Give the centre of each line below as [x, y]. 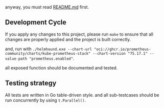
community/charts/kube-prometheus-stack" [48, 53]
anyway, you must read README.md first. [47, 7]
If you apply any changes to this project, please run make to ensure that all [79, 34]
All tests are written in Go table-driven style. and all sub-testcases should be [82, 95]
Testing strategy [31, 83]
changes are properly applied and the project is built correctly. [68, 39]
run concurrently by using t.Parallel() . [46, 100]
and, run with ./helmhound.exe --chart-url [48, 49]
